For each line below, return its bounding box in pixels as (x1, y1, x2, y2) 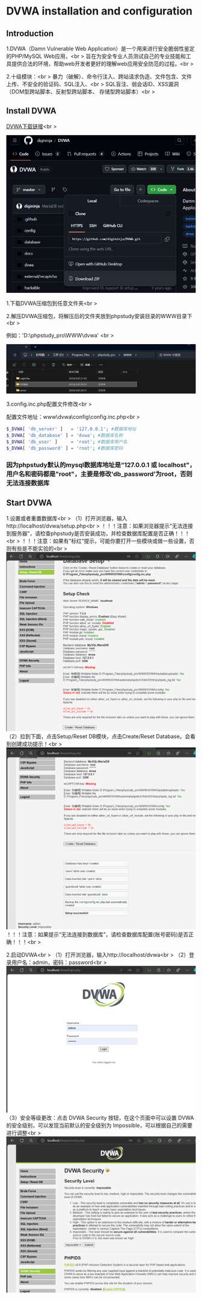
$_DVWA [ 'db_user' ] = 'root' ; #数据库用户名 (6, 439, 127, 445)
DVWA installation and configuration (6, 4, 193, 18)
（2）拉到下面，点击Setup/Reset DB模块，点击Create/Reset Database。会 (6, 732, 191, 740)
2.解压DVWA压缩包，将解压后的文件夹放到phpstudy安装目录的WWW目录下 (6, 312, 192, 319)
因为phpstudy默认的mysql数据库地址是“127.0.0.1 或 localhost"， (6, 461, 196, 469)
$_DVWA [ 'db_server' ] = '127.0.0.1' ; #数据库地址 (6, 426, 136, 432)
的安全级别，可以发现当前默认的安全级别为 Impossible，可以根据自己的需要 (6, 1122, 193, 1129)
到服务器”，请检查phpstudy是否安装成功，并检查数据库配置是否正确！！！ (6, 529, 191, 537)
